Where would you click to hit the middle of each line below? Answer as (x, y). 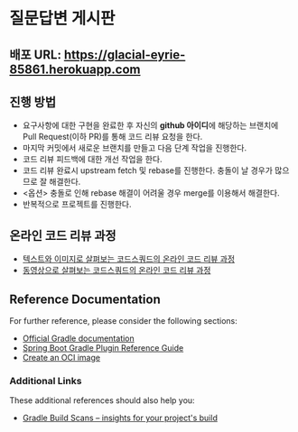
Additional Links (46, 381)
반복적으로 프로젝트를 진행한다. (77, 205)
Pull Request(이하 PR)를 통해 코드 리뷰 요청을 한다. (112, 137)
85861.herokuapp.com (75, 69)
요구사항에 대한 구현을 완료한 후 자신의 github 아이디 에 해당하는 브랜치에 (150, 125)
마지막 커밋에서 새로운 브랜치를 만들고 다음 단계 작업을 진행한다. (134, 148)
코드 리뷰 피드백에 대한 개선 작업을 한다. (92, 160)
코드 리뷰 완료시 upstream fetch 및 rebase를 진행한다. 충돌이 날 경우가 (148, 170)
